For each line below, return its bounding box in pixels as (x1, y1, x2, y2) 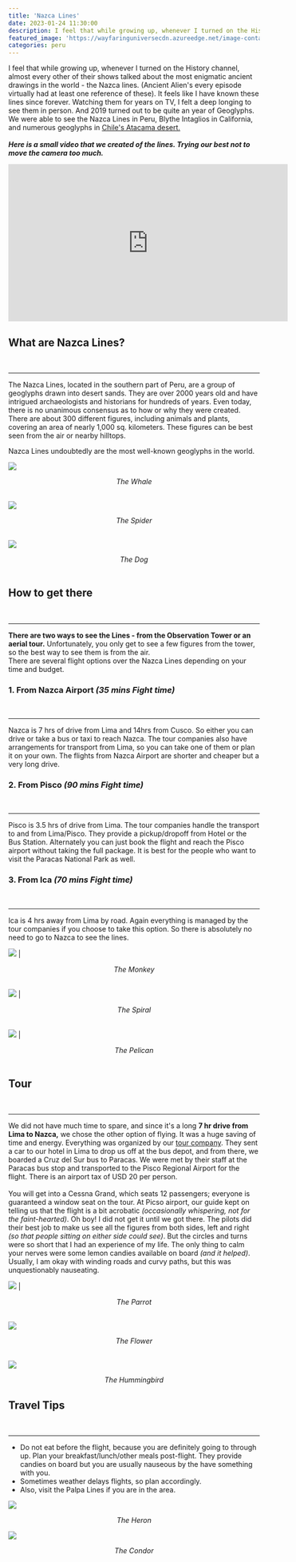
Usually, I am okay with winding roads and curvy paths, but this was (8, 1257, 231, 1266)
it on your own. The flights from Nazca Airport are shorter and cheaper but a (8, 751, 259, 761)
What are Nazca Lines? (8, 336, 125, 349)
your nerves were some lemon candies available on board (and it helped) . (8, 1248, 251, 1258)
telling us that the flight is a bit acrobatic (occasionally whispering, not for (8, 1206, 251, 1215)
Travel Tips (8, 1398, 65, 1412)
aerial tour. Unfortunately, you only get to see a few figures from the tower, (8, 638, 255, 648)
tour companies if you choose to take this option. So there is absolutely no (8, 924, 253, 933)
